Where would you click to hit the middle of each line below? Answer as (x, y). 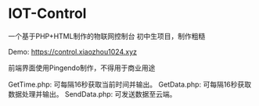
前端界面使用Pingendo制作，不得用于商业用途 (82, 68)
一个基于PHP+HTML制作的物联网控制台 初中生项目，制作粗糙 (107, 36)
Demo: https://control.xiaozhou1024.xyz (72, 51)
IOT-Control (47, 14)
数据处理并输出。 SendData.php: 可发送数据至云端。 (92, 94)
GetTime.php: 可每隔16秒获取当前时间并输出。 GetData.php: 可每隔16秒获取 (130, 84)
